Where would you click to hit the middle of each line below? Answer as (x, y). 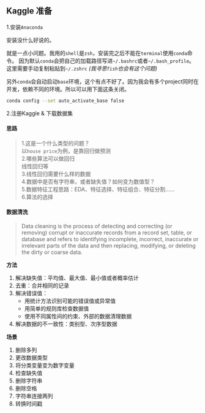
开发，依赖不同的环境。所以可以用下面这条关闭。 (68, 89)
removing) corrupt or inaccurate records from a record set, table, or (106, 233)
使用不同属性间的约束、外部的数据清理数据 (78, 316)
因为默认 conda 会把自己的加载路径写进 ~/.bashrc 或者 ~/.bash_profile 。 (106, 61)
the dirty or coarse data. (52, 252)
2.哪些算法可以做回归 (48, 158)
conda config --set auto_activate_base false (65, 101)
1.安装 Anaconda (25, 27)
